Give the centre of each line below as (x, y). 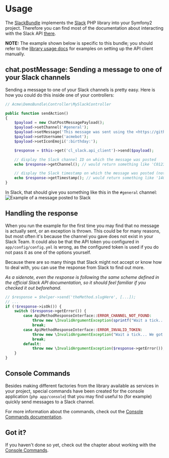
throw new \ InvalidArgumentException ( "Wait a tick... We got (98, 334)
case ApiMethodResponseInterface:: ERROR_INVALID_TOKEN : (83, 330)
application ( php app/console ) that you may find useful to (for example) (78, 396)
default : (32, 344)
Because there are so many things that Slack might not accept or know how (83, 262)
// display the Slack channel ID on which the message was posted (85, 160)
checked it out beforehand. (33, 288)
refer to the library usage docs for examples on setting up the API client (79, 48)
